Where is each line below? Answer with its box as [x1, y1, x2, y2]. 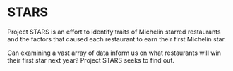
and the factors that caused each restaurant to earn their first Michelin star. [7, 34, 226, 43]
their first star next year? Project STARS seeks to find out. [7, 56, 175, 64]
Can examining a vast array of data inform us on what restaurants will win [7, 49, 221, 57]
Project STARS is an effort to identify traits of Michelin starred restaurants [7, 27, 221, 36]
